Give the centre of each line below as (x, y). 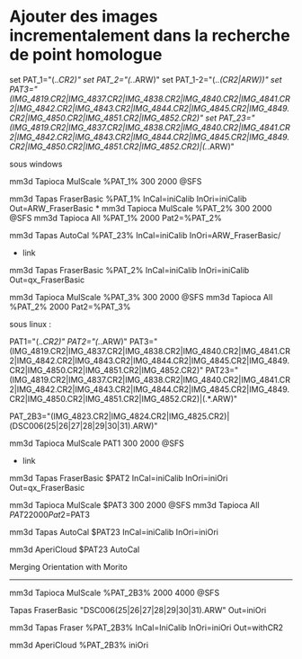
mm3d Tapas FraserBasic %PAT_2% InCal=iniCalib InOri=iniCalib (129, 270)
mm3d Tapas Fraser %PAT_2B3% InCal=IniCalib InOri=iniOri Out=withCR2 (147, 628)
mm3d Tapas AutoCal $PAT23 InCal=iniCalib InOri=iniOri (114, 531)
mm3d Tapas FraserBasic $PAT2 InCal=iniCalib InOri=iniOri (119, 477)
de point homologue (86, 55)
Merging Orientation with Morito (68, 566)
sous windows (36, 164)
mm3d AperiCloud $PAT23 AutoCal (75, 549)
